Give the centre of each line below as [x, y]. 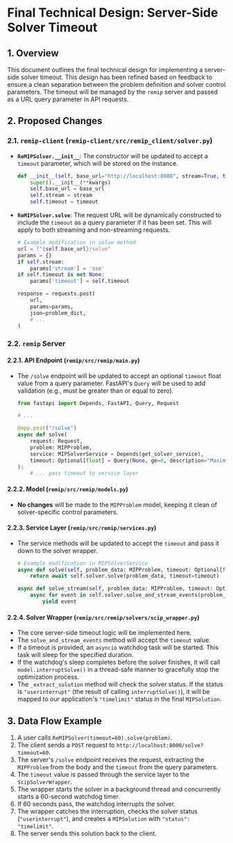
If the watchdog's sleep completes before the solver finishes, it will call [119, 662]
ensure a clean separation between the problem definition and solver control [116, 84]
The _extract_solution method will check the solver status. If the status [120, 684]
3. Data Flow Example [54, 721]
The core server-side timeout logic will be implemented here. [104, 633]
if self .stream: [41, 262]
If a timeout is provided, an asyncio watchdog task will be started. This [118, 647]
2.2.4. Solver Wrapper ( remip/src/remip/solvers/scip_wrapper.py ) [103, 617]
